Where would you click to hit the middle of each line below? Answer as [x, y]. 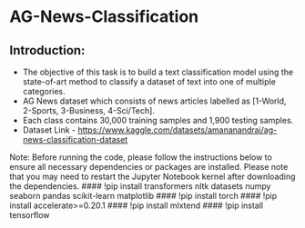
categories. [44, 91]
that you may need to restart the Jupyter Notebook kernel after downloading [152, 176]
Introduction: [47, 50]
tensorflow [30, 215]
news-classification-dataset [75, 139]
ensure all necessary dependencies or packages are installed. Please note [149, 167]
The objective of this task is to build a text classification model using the [158, 72]
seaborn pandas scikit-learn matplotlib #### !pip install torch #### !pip [143, 196]
